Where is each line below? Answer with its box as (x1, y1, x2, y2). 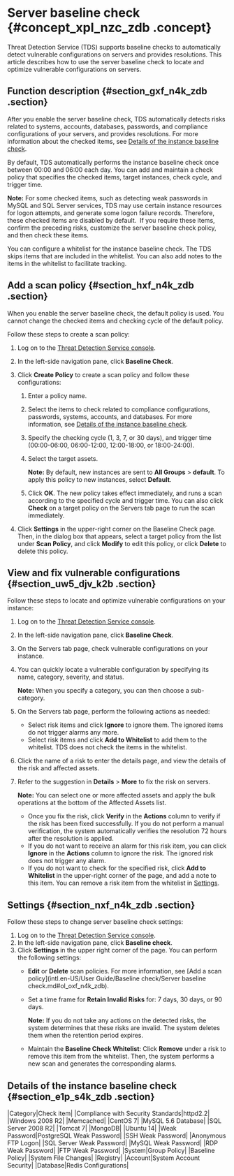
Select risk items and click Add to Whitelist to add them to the (27, 735, 207, 744)
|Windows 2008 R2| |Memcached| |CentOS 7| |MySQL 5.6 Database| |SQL (7, 1117, 222, 1125)
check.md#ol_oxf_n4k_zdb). (27, 982, 110, 990)
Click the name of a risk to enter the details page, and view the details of (17, 756, 226, 765)
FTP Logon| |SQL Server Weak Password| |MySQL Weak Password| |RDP (7, 1139, 219, 1147)
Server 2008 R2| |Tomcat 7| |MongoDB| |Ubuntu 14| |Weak (7, 1124, 177, 1132)
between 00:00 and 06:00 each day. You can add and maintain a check (7, 166, 213, 174)
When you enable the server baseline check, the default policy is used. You (7, 309, 224, 317)
